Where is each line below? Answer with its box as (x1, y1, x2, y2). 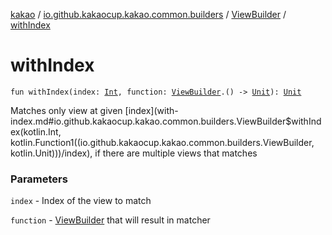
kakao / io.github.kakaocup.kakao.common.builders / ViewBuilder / (10, 9, 287, 20)
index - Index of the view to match (10, 195, 152, 207)
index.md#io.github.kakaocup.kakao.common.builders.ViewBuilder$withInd (10, 115, 322, 127)
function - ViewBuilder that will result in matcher (10, 214, 211, 226)
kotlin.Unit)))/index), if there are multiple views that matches (10, 147, 258, 159)
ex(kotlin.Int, (10, 125, 62, 138)
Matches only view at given (10, 104, 123, 116)
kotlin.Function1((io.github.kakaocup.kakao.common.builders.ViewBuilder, (10, 136, 315, 148)
